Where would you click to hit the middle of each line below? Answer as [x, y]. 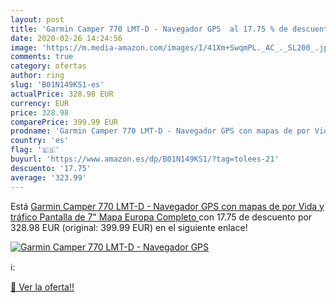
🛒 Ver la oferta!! [42, 287]
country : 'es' [40, 141]
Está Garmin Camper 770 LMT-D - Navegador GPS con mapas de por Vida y [167, 206]
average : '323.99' [48, 177]
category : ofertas [48, 66]
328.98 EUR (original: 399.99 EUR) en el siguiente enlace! [129, 227]
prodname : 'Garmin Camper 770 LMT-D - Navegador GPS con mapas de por [160, 131]
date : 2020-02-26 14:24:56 [66, 38]
